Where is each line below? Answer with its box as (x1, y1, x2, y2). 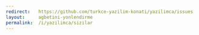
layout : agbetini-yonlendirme (5, 14, 93, 20)
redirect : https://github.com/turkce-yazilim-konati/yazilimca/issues (5, 8, 194, 15)
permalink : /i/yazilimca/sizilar (5, 20, 93, 26)
